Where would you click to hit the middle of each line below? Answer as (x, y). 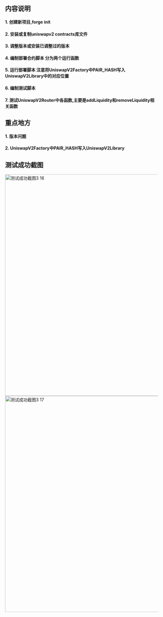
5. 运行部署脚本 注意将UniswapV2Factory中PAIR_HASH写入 (65, 70)
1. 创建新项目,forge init (28, 22)
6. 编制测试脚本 (20, 88)
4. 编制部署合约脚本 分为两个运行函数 (42, 58)
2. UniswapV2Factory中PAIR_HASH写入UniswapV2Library (65, 148)
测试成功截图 (24, 165)
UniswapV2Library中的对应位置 (37, 76)
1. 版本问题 (16, 136)
